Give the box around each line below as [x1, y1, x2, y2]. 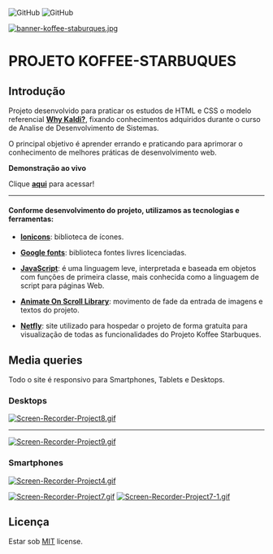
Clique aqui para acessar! [8, 179, 95, 189]
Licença [8, 515, 50, 529]
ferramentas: [8, 214, 54, 224]
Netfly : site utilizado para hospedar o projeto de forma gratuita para [19, 321, 248, 331]
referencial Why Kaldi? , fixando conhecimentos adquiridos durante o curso [8, 115, 262, 124]
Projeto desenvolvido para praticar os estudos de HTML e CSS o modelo [8, 106, 252, 116]
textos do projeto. [19, 305, 80, 315]
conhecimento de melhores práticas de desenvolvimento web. [8, 147, 217, 157]
